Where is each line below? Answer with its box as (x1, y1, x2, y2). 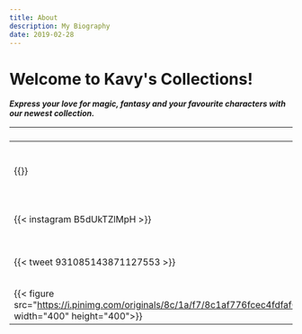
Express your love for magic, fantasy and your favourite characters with (9, 98, 286, 109)
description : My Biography (9, 22, 111, 31)
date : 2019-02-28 (9, 30, 75, 39)
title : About (9, 13, 58, 23)
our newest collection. (9, 108, 95, 119)
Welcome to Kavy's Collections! (9, 68, 253, 89)
